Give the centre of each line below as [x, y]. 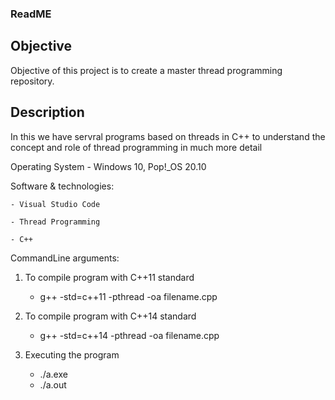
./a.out [53, 384]
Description [47, 112]
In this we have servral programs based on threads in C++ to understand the [168, 136]
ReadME [31, 14]
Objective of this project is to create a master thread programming [146, 70]
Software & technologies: [62, 186]
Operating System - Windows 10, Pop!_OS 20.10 [108, 166]
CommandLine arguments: [65, 258]
